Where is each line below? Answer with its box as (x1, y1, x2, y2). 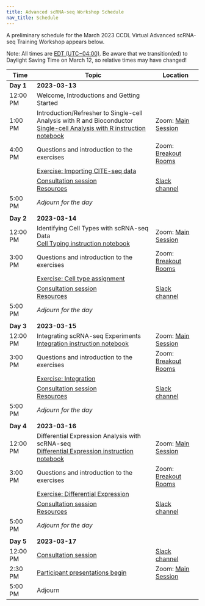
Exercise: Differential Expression (36, 489, 129, 498)
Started (36, 98, 58, 107)
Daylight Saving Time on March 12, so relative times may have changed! (6, 56, 187, 64)
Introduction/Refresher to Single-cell (36, 108, 143, 117)
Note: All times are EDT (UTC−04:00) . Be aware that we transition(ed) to (6, 49, 188, 57)
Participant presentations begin (36, 568, 127, 577)
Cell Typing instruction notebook (36, 239, 130, 247)
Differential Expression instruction (36, 447, 134, 455)
